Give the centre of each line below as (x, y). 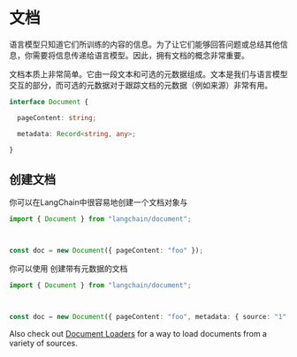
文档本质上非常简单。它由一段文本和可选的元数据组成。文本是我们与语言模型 (148, 74)
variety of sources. (43, 343)
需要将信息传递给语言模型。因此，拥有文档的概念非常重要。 (141, 55)
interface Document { (49, 102)
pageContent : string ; (57, 118)
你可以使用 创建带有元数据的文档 (69, 269)
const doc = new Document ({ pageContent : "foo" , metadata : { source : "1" (148, 316)
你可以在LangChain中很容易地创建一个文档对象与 (99, 202)
